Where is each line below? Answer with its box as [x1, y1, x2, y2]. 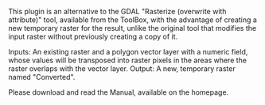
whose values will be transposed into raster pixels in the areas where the [8, 55, 247, 65]
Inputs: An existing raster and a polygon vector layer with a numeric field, [8, 47, 248, 56]
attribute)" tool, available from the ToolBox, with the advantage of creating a [8, 15, 257, 24]
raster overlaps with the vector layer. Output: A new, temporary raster [8, 64, 236, 73]
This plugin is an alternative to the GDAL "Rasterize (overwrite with [8, 7, 227, 16]
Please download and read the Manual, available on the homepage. [8, 88, 229, 97]
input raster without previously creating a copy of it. [8, 32, 178, 41]
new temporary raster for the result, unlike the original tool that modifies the [8, 24, 257, 32]
